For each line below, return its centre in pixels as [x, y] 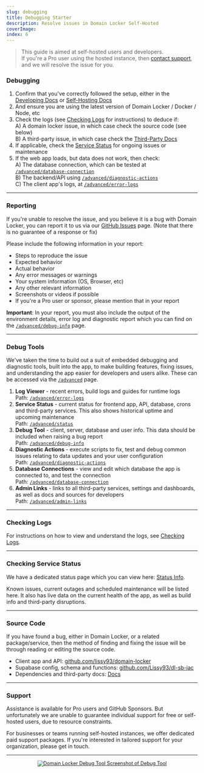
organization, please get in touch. [48, 746]
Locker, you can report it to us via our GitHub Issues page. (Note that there [100, 225]
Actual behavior [35, 268]
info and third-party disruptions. [46, 601]
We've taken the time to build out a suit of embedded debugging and [92, 360]
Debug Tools [25, 347]
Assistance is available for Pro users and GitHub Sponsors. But [85, 709]
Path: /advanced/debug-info [49, 443]
